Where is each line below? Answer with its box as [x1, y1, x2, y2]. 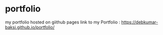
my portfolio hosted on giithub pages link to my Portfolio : [5, 19, 121, 25]
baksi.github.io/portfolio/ [5, 24, 55, 30]
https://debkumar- [121, 19, 158, 25]
